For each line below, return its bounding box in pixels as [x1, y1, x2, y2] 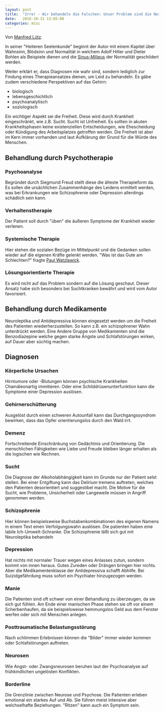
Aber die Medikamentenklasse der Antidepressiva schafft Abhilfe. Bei [5, 567, 144, 573]
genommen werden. [5, 495, 45, 501]
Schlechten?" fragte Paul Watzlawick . [5, 257, 81, 263]
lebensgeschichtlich [12, 94, 53, 100]
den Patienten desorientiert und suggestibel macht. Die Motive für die [5, 484, 145, 491]
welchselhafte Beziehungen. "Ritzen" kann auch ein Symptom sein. [5, 702, 140, 708]
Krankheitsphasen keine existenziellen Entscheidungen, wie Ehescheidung [5, 124, 155, 130]
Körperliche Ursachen [5, 367, 59, 374]
